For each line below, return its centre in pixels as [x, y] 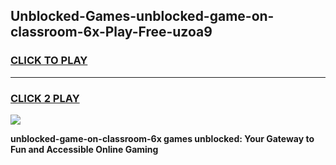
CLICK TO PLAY [49, 61]
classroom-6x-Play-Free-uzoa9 [111, 32]
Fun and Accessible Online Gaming [84, 149]
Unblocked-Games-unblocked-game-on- [142, 16]
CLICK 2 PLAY [45, 98]
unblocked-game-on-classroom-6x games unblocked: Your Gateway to [162, 138]
